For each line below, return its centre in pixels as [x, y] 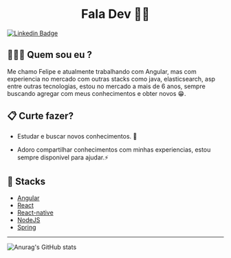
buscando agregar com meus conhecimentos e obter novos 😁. [97, 93]
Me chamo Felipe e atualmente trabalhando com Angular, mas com [102, 71]
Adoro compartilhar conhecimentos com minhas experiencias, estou [114, 149]
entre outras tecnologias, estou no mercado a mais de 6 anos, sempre [107, 86]
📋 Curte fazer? [41, 116]
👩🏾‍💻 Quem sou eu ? [50, 55]
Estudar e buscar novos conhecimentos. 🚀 [77, 136]
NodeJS [29, 220]
